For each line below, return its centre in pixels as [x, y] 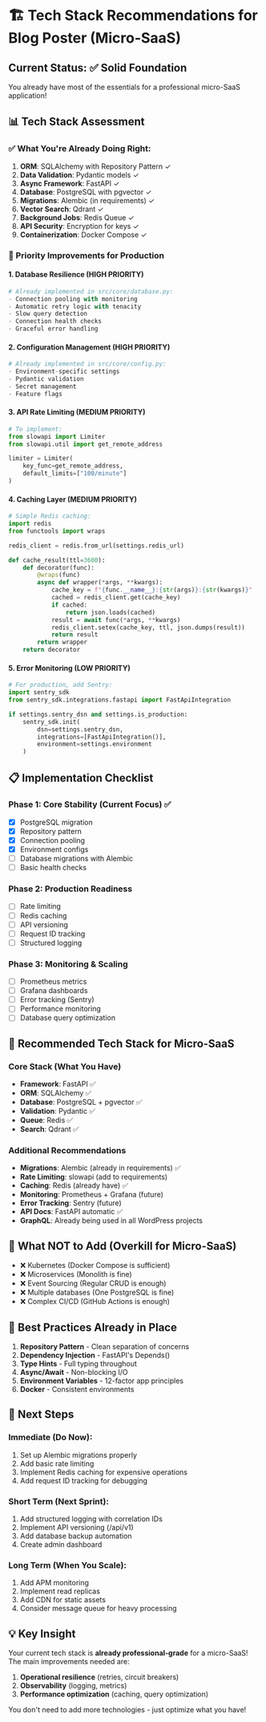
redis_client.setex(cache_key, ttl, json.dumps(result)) [148, 628]
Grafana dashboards [54, 991]
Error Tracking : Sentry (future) [71, 1203]
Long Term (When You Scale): [67, 1565]
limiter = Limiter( [41, 459]
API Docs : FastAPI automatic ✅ [71, 1212]
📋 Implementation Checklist [81, 777]
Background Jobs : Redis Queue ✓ [77, 217]
